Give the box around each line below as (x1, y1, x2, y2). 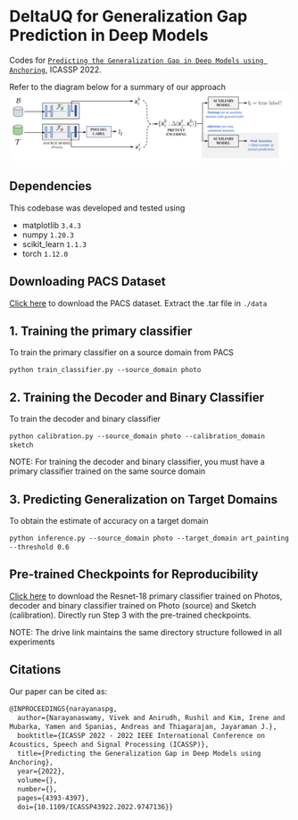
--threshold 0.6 (9, 543, 70, 552)
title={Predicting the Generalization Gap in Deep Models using (17, 749, 261, 758)
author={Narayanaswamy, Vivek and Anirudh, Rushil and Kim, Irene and (17, 713, 286, 722)
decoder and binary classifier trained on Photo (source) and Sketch (9, 600, 257, 610)
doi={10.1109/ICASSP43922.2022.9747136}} (17, 802, 174, 811)
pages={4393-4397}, (17, 793, 90, 802)
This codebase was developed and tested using (9, 203, 186, 213)
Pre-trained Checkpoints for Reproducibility (9, 567, 259, 582)
